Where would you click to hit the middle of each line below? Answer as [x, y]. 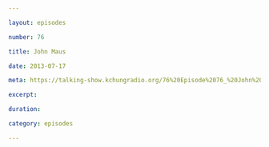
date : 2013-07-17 [37, 66]
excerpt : [23, 95]
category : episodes [41, 124]
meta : [17, 81]
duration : [25, 109]
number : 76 [26, 37]
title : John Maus [37, 52]
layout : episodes [37, 22]
